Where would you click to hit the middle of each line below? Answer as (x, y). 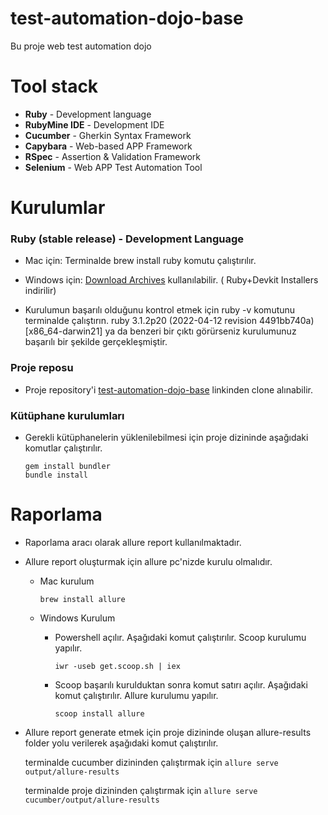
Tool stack (54, 86)
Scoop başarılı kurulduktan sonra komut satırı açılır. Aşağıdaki (181, 684)
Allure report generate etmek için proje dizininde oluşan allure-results (168, 732)
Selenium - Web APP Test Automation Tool (113, 167)
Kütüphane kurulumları (67, 415)
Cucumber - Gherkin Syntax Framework (108, 135)
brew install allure (82, 599)
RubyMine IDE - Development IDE (94, 124)
